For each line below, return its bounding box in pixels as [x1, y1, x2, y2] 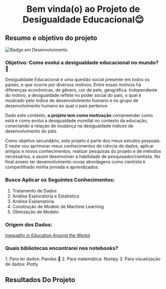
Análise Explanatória [12, 198, 55, 204]
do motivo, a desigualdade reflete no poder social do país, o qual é [5, 93, 142, 98]
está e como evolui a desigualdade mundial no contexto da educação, [5, 118, 148, 124]
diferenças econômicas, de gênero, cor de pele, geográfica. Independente [5, 87, 158, 93]
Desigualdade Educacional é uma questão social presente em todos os [5, 77, 150, 83]
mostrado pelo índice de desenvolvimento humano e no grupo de [5, 97, 139, 103]
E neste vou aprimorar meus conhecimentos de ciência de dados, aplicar [5, 143, 155, 149]
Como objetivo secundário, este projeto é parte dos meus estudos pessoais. [5, 138, 161, 144]
